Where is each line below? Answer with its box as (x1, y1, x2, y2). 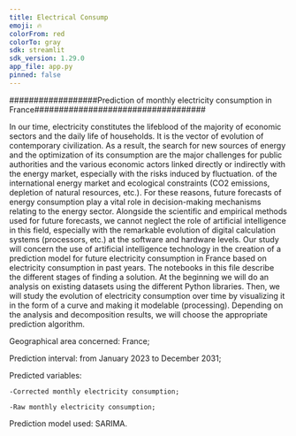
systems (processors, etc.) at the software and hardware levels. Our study (9, 233, 280, 244)
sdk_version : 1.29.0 (9, 54, 86, 63)
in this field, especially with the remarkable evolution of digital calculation (9, 225, 277, 235)
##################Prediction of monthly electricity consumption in (9, 95, 272, 105)
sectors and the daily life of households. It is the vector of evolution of (9, 130, 264, 142)
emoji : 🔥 (9, 21, 42, 30)
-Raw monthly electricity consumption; (9, 402, 156, 411)
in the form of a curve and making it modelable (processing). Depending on (9, 300, 284, 310)
